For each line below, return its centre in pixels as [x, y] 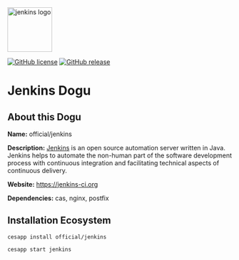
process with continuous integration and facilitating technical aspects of [113, 163]
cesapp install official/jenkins [57, 237]
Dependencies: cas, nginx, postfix [58, 198]
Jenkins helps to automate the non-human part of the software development [120, 155]
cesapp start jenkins [40, 249]
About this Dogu [45, 117]
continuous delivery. [37, 171]
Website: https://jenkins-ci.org [53, 184]
